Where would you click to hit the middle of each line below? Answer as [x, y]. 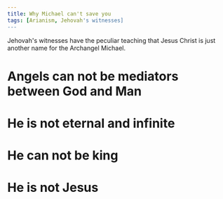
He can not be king [63, 156]
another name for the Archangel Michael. [67, 48]
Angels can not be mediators [93, 76]
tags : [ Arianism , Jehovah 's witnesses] [66, 20]
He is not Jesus [53, 188]
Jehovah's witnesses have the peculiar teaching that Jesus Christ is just [111, 40]
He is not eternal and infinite [91, 123]
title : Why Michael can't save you [59, 14]
